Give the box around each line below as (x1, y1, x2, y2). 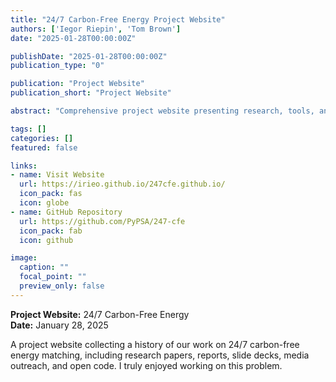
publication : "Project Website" (10, 79, 145, 89)
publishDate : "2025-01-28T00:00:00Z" (10, 51, 168, 61)
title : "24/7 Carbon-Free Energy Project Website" (10, 14, 226, 25)
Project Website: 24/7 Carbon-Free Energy (10, 308, 190, 320)
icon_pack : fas (19, 189, 83, 199)
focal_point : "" (19, 272, 87, 282)
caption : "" (19, 262, 70, 273)
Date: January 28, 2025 (10, 319, 109, 331)
